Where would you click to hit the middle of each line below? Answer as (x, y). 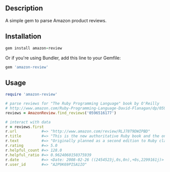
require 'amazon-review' (31, 95)
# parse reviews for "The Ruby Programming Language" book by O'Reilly (82, 104)
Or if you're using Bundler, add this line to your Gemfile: (63, 58)
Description (24, 8)
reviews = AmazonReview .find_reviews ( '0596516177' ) (61, 113)
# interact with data (28, 122)
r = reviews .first (25, 127)
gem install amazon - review (34, 48)
